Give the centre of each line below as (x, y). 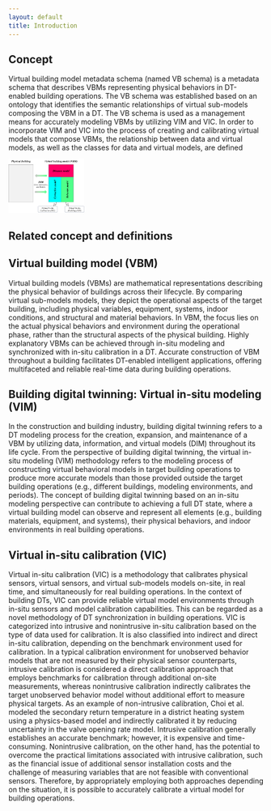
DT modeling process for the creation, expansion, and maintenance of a (128, 435)
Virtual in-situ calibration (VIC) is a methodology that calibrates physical (128, 575)
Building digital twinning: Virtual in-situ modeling (135, 394)
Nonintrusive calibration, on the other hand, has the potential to (155, 747)
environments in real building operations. (76, 529)
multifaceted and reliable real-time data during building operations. (120, 369)
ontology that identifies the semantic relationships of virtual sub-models (128, 104)
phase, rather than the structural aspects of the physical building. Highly (129, 334)
